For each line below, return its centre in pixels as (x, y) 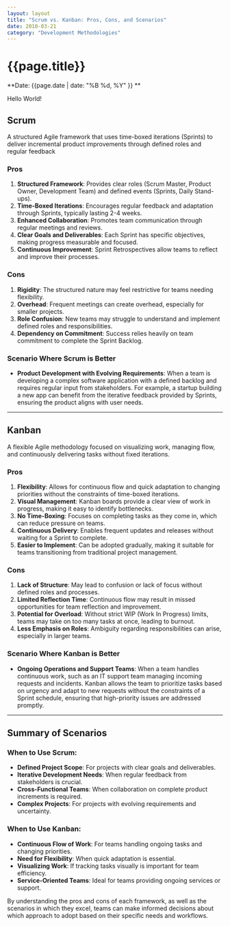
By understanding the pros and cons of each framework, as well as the (107, 901)
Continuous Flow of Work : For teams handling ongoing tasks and (110, 844)
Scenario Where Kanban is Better (64, 654)
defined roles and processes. (58, 592)
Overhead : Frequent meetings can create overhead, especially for (110, 304)
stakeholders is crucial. (50, 782)
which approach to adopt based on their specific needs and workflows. (108, 915)
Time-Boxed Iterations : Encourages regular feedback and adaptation (115, 206)
